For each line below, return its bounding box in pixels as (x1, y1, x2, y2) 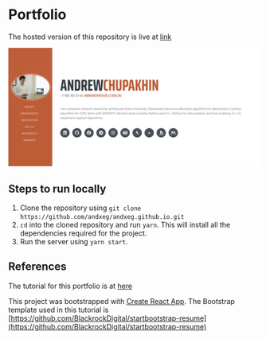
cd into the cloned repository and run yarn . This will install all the (19, 220, 231, 229)
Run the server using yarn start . (19, 236, 128, 246)
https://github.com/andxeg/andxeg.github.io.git (19, 212, 185, 220)
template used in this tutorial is (8, 305, 109, 314)
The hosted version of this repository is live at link (8, 32, 172, 41)
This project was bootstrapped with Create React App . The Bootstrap (8, 296, 235, 306)
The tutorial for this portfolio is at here (8, 281, 133, 290)
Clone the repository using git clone (19, 203, 142, 212)
